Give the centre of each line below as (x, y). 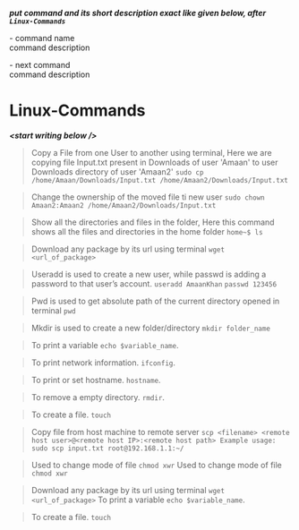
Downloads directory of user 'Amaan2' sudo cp (117, 171)
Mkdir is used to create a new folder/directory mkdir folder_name (151, 328)
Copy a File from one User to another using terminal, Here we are (151, 152)
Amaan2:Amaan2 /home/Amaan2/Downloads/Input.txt (124, 205)
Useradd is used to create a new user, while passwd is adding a (149, 274)
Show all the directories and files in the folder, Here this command (153, 222)
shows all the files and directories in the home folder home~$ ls (147, 231)
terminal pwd (53, 310)
